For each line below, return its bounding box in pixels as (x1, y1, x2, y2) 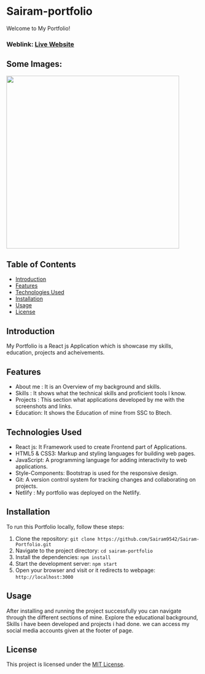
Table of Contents (6, 259, 77, 270)
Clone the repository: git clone (15, 535, 95, 542)
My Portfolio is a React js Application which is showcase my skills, (6, 342, 173, 350)
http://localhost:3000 (15, 574, 74, 580)
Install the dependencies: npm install (15, 553, 111, 560)
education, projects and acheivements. (6, 349, 105, 356)
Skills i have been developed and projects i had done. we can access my (6, 620, 190, 627)
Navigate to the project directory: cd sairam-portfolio (15, 547, 153, 554)
